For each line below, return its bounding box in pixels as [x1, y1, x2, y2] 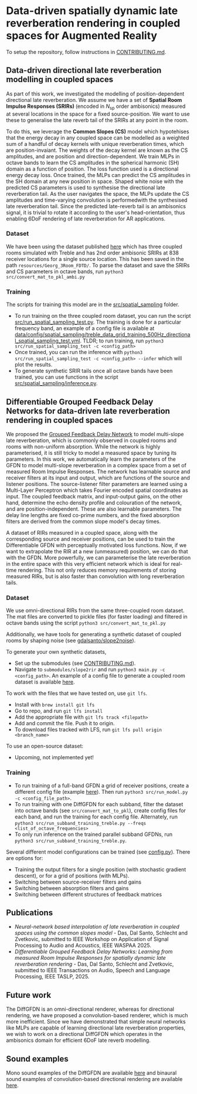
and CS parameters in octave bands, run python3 [6, 268, 124, 275]
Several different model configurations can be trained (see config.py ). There [6, 848, 191, 855]
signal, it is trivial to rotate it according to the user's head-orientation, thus [6, 209, 185, 216]
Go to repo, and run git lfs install [14, 708, 103, 715]
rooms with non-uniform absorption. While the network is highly [6, 443, 161, 450]
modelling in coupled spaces [6, 74, 113, 84]
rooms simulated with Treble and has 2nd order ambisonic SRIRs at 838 [6, 249, 179, 256]
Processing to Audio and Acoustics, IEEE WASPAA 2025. [14, 942, 151, 949]
